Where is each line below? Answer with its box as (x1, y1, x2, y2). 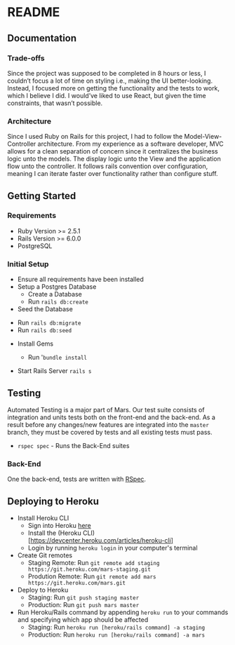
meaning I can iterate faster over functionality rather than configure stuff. (7, 170, 219, 178)
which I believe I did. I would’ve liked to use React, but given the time (7, 91, 206, 100)
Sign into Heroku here (27, 522, 91, 530)
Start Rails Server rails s (17, 367, 92, 375)
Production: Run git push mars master (27, 601, 140, 609)
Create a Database (27, 290, 82, 299)
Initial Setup (7, 259, 49, 269)
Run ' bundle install (27, 353, 88, 362)
